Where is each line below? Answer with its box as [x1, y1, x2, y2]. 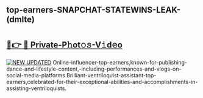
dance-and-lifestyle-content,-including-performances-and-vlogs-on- [6, 65, 182, 72]
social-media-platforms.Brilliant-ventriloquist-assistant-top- [6, 72, 157, 79]
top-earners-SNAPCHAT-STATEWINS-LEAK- [6, 5, 181, 15]
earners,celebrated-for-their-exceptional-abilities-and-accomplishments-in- [6, 79, 198, 85]
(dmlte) [6, 15, 35, 25]
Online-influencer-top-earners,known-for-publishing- [52, 59, 188, 66]
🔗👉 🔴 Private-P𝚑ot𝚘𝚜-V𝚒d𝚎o [6, 40, 123, 50]
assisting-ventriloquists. [6, 85, 67, 92]
